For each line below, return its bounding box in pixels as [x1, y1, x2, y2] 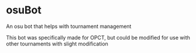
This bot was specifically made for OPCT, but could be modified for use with [6, 34, 190, 41]
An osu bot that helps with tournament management [6, 23, 132, 30]
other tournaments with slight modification [6, 40, 108, 47]
